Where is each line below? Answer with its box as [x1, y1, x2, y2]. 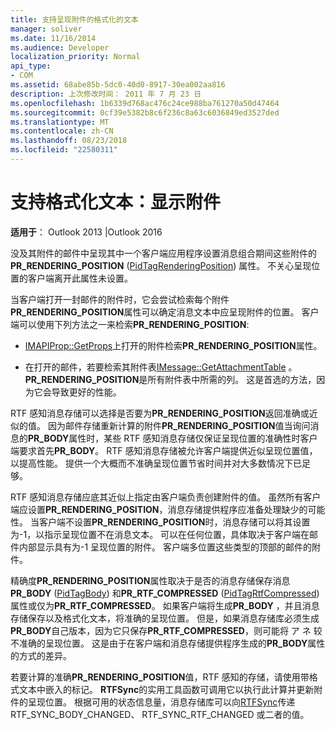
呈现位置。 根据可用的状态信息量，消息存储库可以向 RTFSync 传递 [27, 696, 296, 708]
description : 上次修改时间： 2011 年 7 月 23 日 [10, 89, 202, 99]
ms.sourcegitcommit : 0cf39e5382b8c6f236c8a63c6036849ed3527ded [10, 107, 280, 118]
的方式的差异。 [10, 649, 72, 661]
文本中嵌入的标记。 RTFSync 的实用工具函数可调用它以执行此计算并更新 [18, 683, 315, 695]
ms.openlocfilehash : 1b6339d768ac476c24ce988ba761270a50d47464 [10, 98, 280, 108]
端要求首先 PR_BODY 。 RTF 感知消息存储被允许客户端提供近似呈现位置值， [10, 444, 318, 456]
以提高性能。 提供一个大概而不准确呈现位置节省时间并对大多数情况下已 [10, 457, 302, 469]
